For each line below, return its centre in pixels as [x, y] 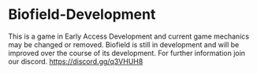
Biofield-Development [82, 15]
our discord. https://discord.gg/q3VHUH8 [76, 61]
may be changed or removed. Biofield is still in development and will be [124, 44]
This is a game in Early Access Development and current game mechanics [129, 36]
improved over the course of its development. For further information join [127, 53]
